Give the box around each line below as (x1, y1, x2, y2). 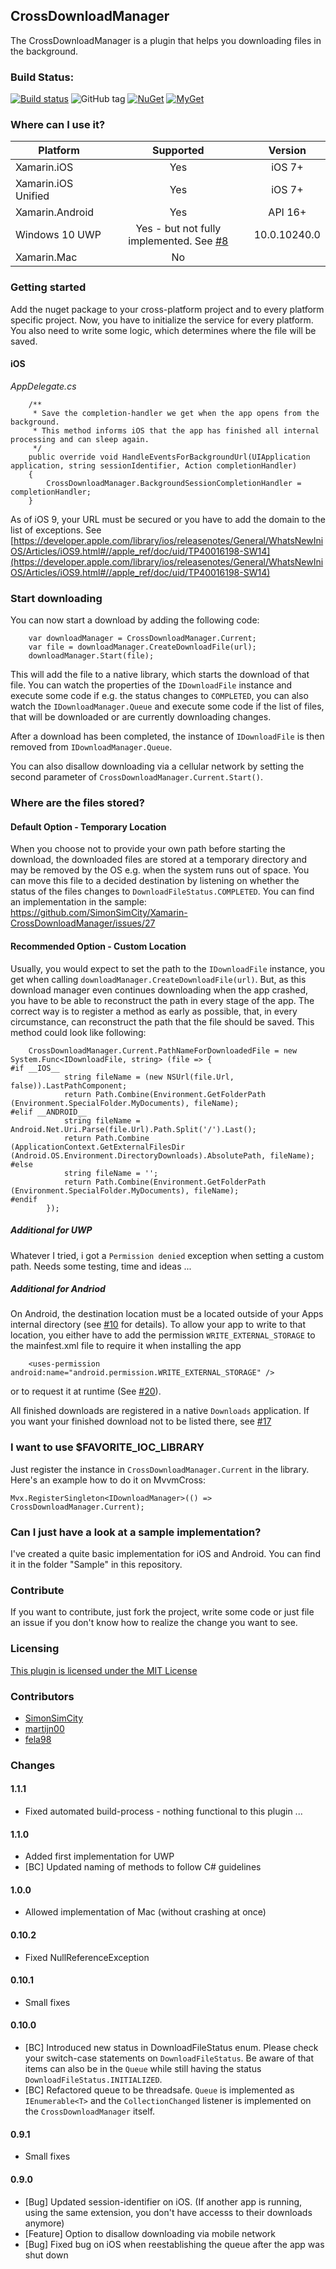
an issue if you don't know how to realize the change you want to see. (10, 1617, 298, 1629)
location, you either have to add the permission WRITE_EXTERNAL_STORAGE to (10, 1329, 316, 1341)
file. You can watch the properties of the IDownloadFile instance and (10, 679, 293, 691)
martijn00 (24, 1722, 65, 1734)
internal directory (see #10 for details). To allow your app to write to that (10, 1319, 307, 1331)
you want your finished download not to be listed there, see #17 (10, 1415, 272, 1428)
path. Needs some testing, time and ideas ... (10, 1260, 192, 1272)
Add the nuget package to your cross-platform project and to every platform (10, 303, 325, 315)
